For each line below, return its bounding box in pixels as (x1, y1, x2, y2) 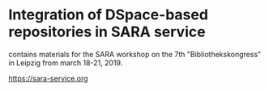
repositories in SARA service (8, 23, 206, 41)
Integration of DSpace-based (8, 6, 209, 24)
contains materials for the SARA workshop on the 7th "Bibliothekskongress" (8, 49, 262, 59)
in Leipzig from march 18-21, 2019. (8, 58, 123, 68)
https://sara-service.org (8, 73, 88, 83)
